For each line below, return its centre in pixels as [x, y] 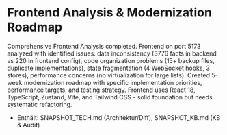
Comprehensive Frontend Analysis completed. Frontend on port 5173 [104, 46]
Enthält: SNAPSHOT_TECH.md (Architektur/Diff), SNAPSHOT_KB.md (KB [119, 117]
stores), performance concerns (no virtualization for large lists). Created [109, 75]
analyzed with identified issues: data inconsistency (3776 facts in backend [112, 53]
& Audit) [28, 125]
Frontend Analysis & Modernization [109, 13]
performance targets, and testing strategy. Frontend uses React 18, [102, 90]
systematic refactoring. [40, 104]
